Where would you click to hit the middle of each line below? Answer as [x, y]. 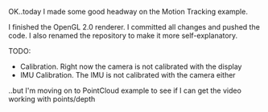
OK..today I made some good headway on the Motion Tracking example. [128, 12]
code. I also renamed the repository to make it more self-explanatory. [123, 36]
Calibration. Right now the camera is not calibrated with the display [131, 66]
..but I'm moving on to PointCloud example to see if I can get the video [125, 90]
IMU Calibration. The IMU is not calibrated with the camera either [128, 75]
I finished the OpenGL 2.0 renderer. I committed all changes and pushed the [134, 27]
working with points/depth [52, 99]
